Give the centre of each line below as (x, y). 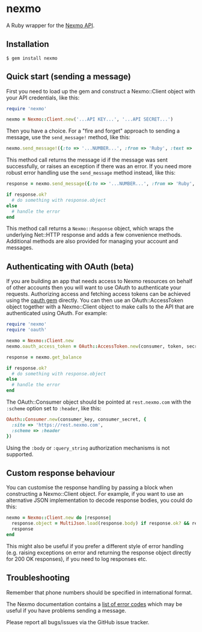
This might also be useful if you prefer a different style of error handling (95, 546)
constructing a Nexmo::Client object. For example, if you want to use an (95, 494)
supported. (20, 454)
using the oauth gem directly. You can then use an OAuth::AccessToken (95, 301)
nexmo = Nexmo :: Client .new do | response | (59, 518)
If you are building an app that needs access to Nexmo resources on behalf (99, 281)
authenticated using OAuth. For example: (57, 313)
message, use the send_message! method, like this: (68, 137)
